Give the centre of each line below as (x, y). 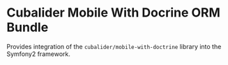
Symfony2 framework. (38, 54)
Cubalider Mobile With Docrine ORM (114, 13)
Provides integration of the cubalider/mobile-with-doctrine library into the (114, 46)
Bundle (28, 27)
